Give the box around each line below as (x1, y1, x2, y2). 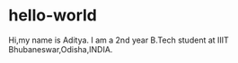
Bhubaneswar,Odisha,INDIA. (8, 43, 113, 54)
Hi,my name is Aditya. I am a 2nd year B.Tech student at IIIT (8, 35, 230, 45)
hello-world (8, 5, 98, 26)
